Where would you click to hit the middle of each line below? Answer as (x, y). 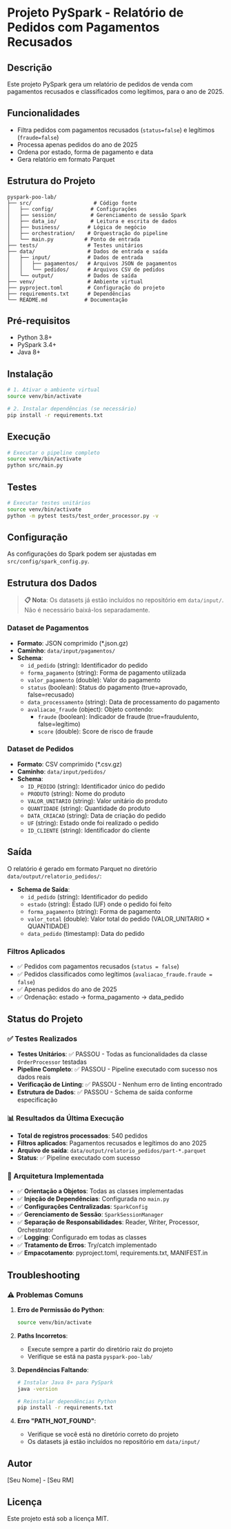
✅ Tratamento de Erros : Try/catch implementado (87, 1245)
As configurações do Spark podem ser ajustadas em (82, 554)
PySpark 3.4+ (37, 345)
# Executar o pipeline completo (53, 453)
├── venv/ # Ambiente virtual (75, 281)
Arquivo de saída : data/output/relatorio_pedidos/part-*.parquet (112, 1150)
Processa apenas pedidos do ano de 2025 (77, 144)
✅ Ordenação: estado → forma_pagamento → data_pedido (100, 997)
